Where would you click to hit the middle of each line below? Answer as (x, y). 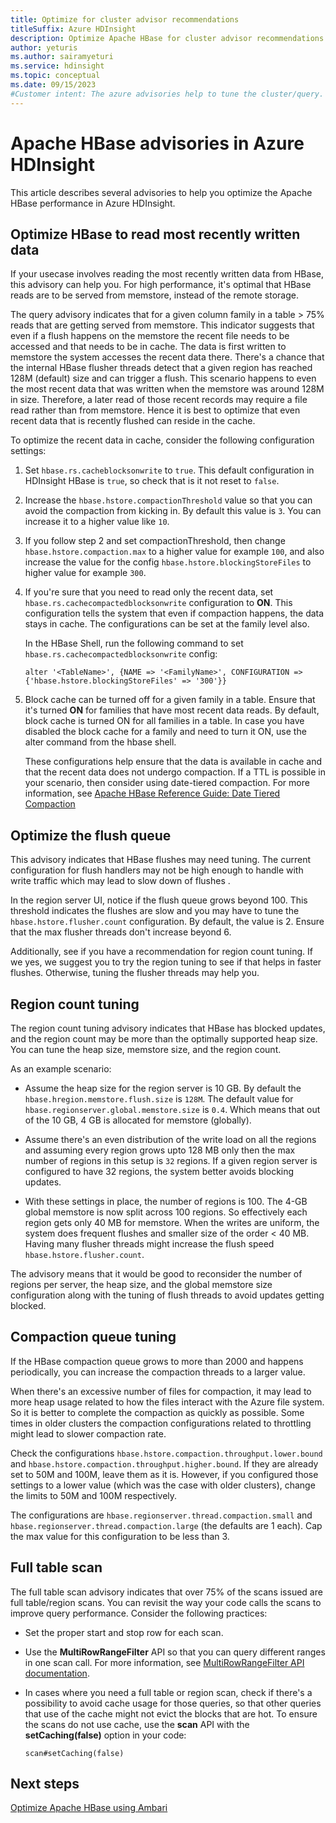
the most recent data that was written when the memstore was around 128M (167, 389)
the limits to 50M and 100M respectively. (94, 1495)
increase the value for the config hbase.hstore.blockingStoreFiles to (168, 562)
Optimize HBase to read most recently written (155, 234)
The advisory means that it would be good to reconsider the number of (156, 1274)
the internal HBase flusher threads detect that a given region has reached (161, 368)
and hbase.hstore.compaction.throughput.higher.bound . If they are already (164, 1463)
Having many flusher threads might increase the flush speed (149, 1244)
